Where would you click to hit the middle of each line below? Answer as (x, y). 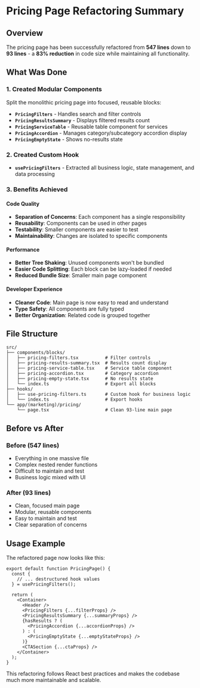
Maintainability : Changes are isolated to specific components (91, 236)
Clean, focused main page (47, 506)
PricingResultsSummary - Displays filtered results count (82, 120)
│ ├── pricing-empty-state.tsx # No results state (80, 379)
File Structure (32, 334)
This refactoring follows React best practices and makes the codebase (93, 674)
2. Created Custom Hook (43, 154)
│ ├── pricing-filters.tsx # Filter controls (79, 358)
